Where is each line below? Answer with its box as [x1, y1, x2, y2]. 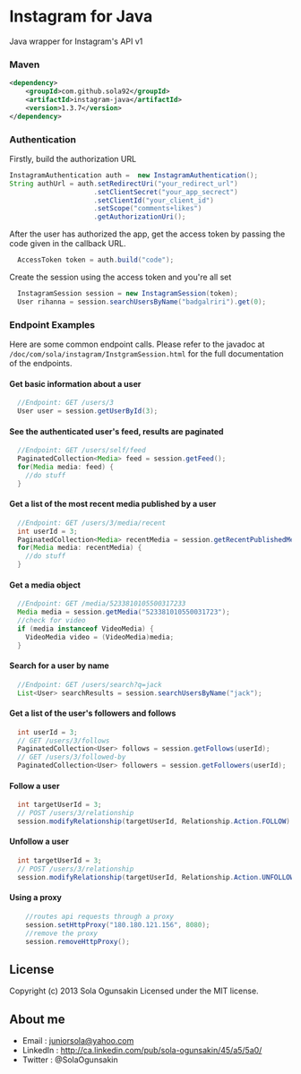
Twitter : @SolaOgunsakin [21, 1054, 118, 1065]
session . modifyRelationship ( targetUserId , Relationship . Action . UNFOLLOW [17, 872, 295, 881]
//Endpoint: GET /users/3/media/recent [17, 518, 167, 528]
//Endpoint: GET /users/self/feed [17, 446, 146, 455]
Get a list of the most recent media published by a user [9, 499, 217, 510]
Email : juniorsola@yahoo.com [21, 1035, 134, 1046]
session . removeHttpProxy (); [25, 937, 130, 946]
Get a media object [9, 580, 81, 590]
